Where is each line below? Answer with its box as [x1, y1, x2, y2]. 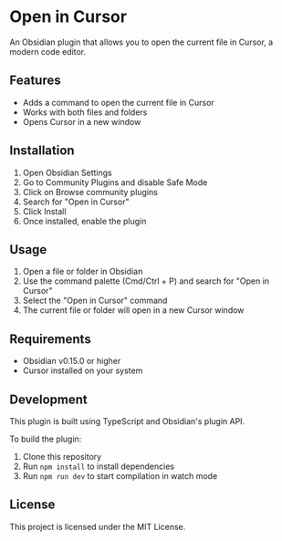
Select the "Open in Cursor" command [22, 295, 168, 307]
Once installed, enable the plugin [22, 215, 147, 226]
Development [9, 391, 89, 407]
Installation [9, 143, 75, 159]
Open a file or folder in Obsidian [22, 266, 143, 277]
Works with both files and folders [22, 107, 148, 118]
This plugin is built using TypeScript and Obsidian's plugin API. [9, 416, 245, 426]
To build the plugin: [9, 433, 82, 444]
